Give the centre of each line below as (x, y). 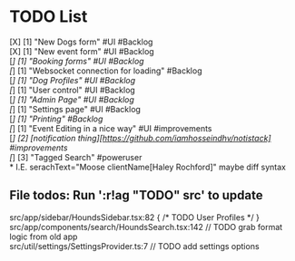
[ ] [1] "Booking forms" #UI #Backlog (77, 61)
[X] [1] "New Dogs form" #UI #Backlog (81, 42)
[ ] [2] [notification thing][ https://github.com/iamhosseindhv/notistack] (140, 138)
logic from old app (44, 237)
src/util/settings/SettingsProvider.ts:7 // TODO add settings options (135, 246)
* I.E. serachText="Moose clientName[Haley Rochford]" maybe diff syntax (147, 167)
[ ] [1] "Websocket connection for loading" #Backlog (106, 71)
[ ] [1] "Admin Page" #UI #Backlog (72, 99)
